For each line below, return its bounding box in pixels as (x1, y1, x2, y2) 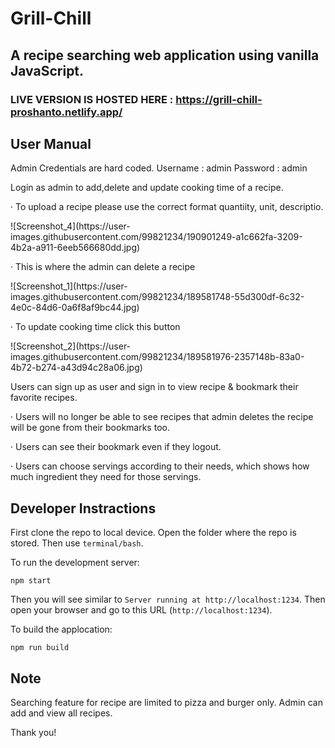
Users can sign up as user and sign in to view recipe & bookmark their (10, 381, 299, 393)
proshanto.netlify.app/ (10, 105, 123, 119)
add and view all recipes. (10, 707, 113, 719)
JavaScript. (10, 62, 85, 79)
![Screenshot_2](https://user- (10, 340, 132, 352)
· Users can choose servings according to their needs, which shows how (10, 460, 310, 472)
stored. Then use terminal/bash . (10, 537, 144, 549)
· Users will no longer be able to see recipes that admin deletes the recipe (10, 411, 314, 423)
